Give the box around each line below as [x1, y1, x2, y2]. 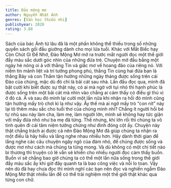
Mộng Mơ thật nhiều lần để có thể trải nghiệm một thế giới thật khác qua [5, 171, 157, 177]
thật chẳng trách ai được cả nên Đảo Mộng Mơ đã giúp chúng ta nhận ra [5, 128, 157, 134]
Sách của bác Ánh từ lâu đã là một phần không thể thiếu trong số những [5, 40, 157, 47]
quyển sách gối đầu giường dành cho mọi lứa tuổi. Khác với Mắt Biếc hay [5, 46, 158, 52]
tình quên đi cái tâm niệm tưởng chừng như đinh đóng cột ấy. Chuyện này [5, 122, 160, 129]
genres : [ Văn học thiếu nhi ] [5, 17, 67, 22]
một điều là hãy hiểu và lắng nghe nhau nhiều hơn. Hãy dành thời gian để [5, 133, 159, 139]
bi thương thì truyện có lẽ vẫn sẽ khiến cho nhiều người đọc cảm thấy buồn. [5, 150, 164, 156]
